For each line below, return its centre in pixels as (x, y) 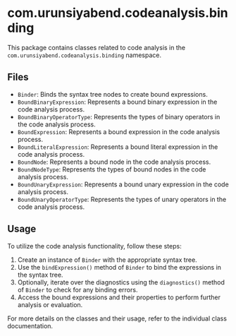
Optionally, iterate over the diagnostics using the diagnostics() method (121, 282)
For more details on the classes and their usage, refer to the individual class (117, 318)
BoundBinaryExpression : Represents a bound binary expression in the (117, 102)
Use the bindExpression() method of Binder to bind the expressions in (119, 267)
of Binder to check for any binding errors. (77, 289)
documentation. (30, 325)
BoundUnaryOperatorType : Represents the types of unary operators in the (122, 199)
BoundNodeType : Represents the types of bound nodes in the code (112, 169)
